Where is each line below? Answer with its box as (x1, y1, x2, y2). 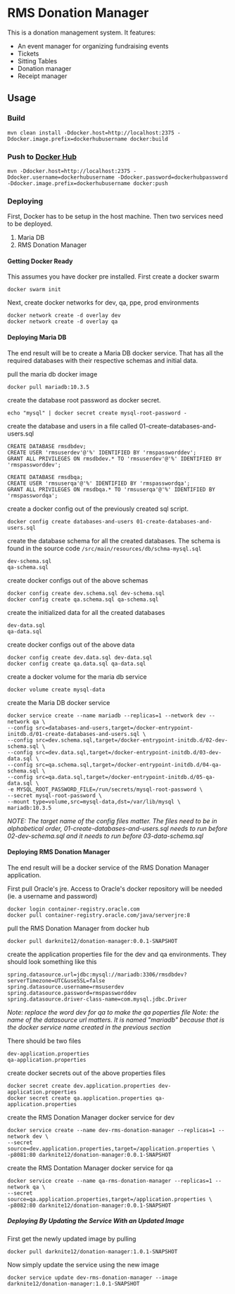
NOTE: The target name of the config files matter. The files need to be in (7, 816, 217, 825)
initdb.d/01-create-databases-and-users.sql (7, 730, 140, 737)
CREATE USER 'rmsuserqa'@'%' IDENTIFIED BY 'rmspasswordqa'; (7, 480, 191, 487)
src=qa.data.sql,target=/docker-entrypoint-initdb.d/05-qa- (35, 773, 216, 780)
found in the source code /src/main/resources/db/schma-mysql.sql (7, 544, 202, 552)
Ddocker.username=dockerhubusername (7, 174, 115, 181)
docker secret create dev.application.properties (7, 1082, 156, 1089)
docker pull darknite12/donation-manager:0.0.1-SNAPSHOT (7, 937, 178, 944)
